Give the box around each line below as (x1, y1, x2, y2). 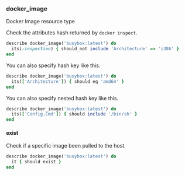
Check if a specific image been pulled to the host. (6, 142, 126, 149)
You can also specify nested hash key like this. (6, 94, 119, 101)
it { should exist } (11, 159, 61, 165)
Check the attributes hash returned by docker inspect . (6, 29, 138, 36)
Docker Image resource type (6, 18, 75, 25)
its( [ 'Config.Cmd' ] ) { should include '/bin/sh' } (11, 111, 138, 117)
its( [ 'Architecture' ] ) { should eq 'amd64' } (11, 78, 125, 85)
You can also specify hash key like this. (6, 62, 101, 69)
